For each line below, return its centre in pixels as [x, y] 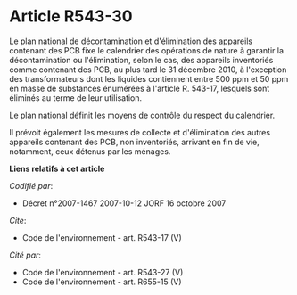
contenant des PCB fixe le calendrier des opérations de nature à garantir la [146, 50]
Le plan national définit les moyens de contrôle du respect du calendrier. [142, 115]
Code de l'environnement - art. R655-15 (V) [102, 282]
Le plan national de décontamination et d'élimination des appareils [131, 41]
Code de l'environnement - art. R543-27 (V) [103, 272]
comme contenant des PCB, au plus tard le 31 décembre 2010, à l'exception [148, 70]
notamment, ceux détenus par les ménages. [90, 151]
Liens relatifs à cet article [57, 168]
